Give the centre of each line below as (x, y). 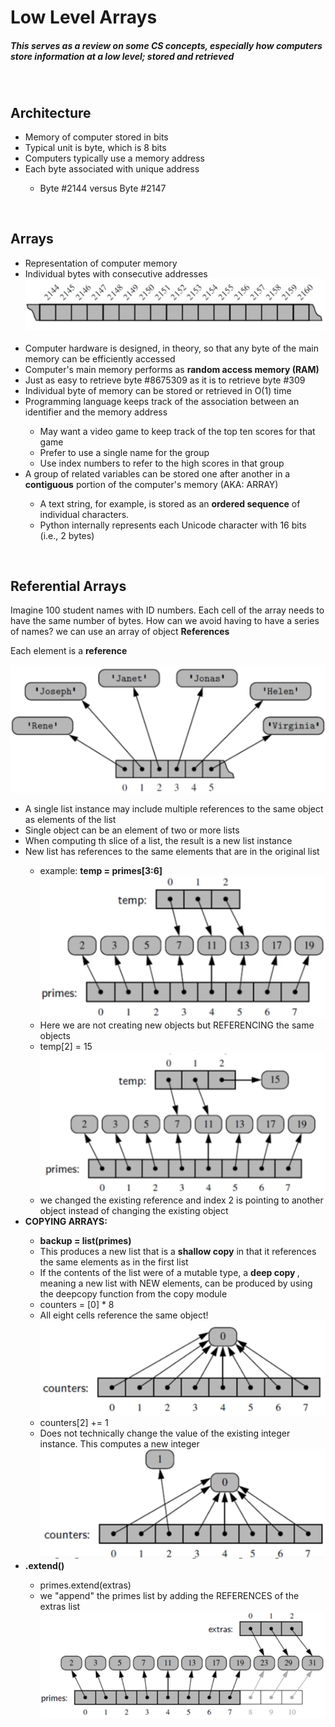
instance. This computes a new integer (119, 1444)
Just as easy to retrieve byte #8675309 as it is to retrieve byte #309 (165, 380)
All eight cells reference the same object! (124, 1315)
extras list (60, 1606)
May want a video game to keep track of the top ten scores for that (177, 431)
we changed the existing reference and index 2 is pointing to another (181, 1200)
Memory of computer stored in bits (96, 137)
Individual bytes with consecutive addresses (116, 273)
